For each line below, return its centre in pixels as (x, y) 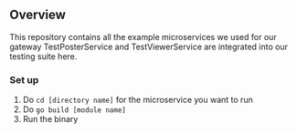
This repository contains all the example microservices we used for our (143, 36)
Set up (24, 79)
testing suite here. (43, 56)
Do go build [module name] (74, 109)
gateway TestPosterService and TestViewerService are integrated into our (148, 46)
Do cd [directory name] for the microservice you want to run (138, 100)
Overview (38, 15)
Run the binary (50, 119)
